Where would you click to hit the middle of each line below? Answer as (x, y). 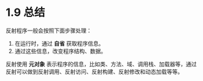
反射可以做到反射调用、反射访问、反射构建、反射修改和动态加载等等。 (94, 71)
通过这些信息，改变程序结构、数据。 (60, 51)
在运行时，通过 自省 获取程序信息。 (59, 43)
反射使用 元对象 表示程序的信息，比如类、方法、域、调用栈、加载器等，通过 (101, 64)
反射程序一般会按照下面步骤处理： (49, 30)
